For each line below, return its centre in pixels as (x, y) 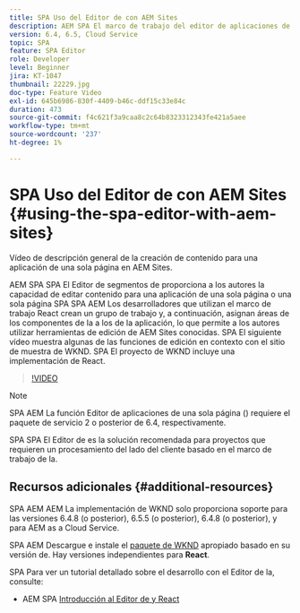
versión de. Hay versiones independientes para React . (110, 554)
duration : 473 (36, 109)
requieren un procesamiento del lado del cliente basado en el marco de (141, 449)
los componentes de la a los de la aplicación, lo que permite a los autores (145, 323)
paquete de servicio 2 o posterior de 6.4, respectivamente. (118, 422)
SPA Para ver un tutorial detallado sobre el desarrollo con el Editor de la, (142, 572)
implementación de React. (57, 360)
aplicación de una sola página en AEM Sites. (91, 267)
